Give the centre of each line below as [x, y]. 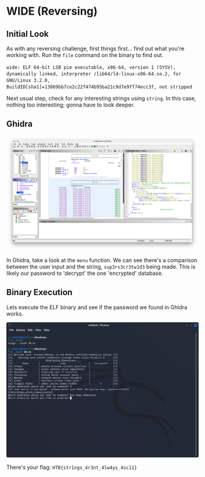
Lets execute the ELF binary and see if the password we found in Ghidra [97, 307]
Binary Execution [40, 292]
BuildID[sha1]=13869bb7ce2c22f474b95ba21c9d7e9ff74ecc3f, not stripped [99, 87]
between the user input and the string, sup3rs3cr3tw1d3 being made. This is [101, 267]
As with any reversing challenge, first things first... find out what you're [95, 48]
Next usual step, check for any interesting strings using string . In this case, [101, 98]
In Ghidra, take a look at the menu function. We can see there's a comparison [102, 260]
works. [15, 314]
